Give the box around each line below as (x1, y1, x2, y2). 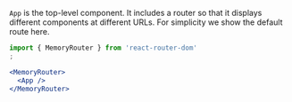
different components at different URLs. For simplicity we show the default (9, 17, 283, 27)
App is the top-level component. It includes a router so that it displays (9, 8, 263, 18)
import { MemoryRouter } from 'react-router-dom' (9, 43, 198, 52)
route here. (9, 27, 50, 36)
